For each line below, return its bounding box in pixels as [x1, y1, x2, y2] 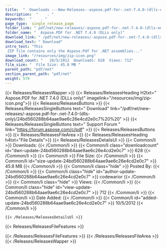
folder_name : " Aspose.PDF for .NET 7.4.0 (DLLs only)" [5, 30, 125, 35]
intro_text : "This [5, 44, 43, 49]
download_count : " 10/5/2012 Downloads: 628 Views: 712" [5, 58, 134, 63]
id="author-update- [96, 168, 136, 174]
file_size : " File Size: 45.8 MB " [5, 62, 81, 67]
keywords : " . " [5, 16, 48, 21]
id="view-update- [56, 184, 92, 190]
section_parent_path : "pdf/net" [5, 72, 72, 77]
